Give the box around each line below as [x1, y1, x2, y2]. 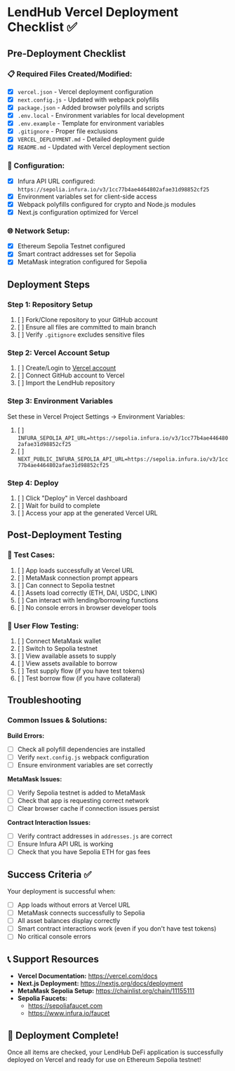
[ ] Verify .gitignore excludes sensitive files [17, 330, 145, 339]
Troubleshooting [7, 694, 82, 706]
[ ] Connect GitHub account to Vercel [17, 371, 125, 379]
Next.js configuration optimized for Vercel [17, 208, 139, 216]
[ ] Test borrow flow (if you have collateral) [17, 674, 141, 682]
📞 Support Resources [7, 953, 100, 965]
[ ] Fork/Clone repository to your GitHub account [17, 316, 158, 324]
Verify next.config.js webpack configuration [17, 753, 149, 761]
